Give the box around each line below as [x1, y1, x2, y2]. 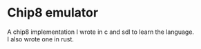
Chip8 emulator [7, 5, 99, 21]
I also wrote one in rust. [7, 35, 75, 43]
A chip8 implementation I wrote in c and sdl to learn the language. [7, 28, 195, 36]
